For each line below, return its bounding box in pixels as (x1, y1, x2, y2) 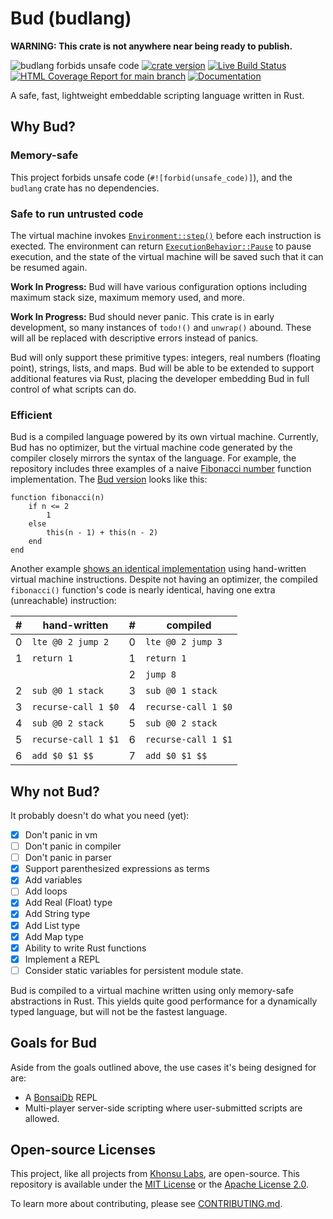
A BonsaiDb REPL (24, 1091, 98, 1103)
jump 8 (144, 669, 177, 681)
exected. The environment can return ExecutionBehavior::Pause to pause (10, 240, 312, 252)
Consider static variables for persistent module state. (24, 964, 244, 976)
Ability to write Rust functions (24, 942, 147, 954)
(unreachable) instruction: (10, 595, 117, 607)
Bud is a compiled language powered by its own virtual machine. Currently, (10, 431, 319, 443)
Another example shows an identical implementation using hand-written (10, 563, 307, 575)
